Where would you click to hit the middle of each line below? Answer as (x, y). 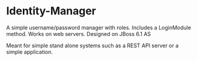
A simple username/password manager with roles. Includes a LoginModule (98, 28)
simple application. (29, 51)
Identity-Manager (51, 11)
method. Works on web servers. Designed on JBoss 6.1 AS (79, 33)
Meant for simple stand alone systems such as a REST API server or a (92, 45)
